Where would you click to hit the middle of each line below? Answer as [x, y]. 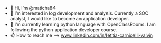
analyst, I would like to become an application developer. [70, 19]
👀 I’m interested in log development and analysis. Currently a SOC [79, 13]
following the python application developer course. [63, 30]
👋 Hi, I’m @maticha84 [33, 8]
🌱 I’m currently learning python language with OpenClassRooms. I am [83, 24]
